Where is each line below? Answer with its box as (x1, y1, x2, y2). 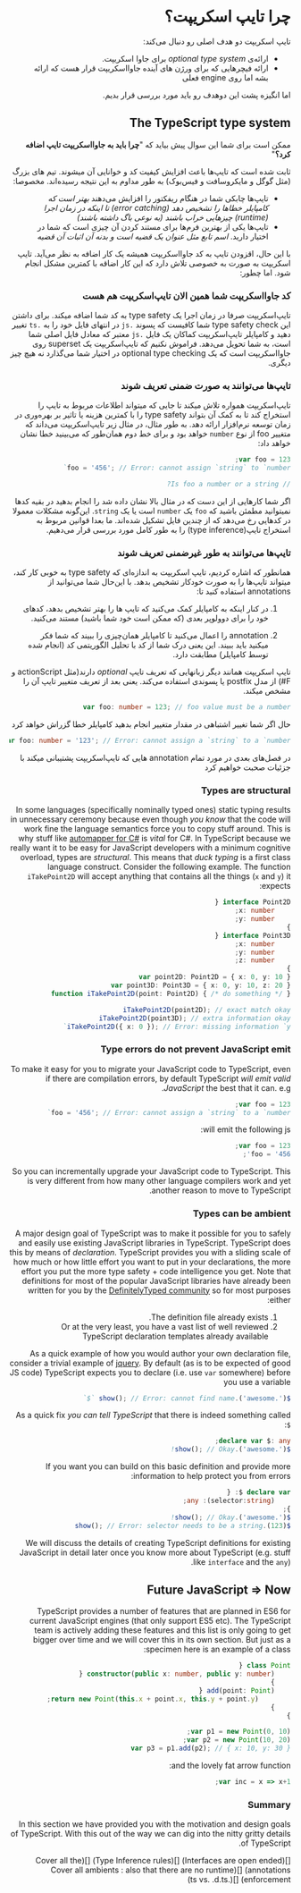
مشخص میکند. (242, 686, 291, 697)
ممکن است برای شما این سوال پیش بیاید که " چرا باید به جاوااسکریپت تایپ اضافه (25, 139, 291, 149)
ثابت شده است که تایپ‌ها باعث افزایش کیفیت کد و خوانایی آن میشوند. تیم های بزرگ (12, 165, 291, 176)
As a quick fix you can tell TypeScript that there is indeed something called (15, 1410, 291, 1421)
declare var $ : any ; (213, 1437, 291, 1446)
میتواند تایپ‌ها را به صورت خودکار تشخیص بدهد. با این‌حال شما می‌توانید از (47, 577, 291, 587)
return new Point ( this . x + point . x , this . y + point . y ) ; (46, 1694, 259, 1703)
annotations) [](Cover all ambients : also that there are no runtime (50, 1864, 291, 1875)
